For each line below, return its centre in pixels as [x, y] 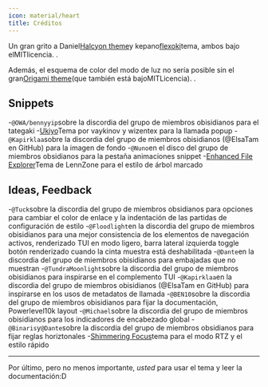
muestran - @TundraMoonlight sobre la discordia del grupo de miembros [124, 269]
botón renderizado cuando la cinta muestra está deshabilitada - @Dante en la [131, 251]
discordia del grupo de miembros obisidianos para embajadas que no [122, 260]
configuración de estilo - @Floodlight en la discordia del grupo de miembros [132, 226]
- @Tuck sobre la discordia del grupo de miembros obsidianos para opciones [131, 209]
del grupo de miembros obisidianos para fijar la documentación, [113, 302]
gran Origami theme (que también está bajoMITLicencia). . [102, 78]
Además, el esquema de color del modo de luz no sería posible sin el [121, 69]
